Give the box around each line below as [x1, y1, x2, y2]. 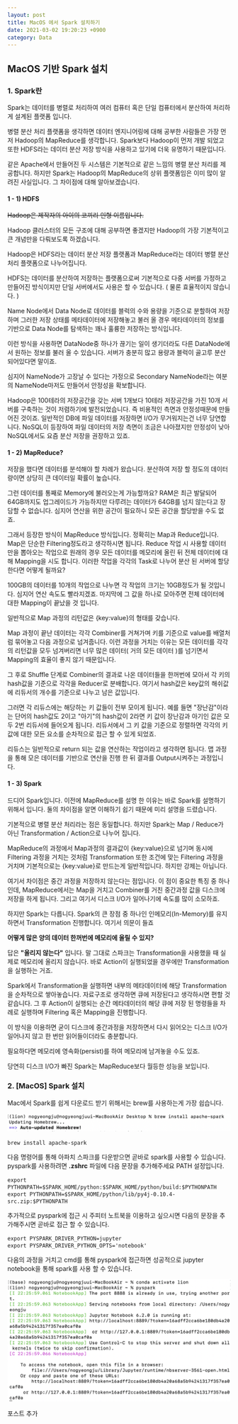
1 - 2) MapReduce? [7, 448, 64, 456]
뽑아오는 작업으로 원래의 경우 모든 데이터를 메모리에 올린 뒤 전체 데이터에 [20, 548, 221, 556]
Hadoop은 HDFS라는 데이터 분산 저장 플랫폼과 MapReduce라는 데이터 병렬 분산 [7, 250, 229, 259]
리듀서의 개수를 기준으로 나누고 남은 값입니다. [14, 688, 140, 697]
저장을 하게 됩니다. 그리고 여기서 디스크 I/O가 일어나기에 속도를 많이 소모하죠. [7, 894, 220, 903]
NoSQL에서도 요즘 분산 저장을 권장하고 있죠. [7, 432, 130, 440]
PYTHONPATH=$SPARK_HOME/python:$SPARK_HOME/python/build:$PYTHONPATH [7, 1184, 217, 1191]
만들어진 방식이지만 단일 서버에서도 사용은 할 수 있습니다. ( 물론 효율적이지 [7, 283, 212, 291]
